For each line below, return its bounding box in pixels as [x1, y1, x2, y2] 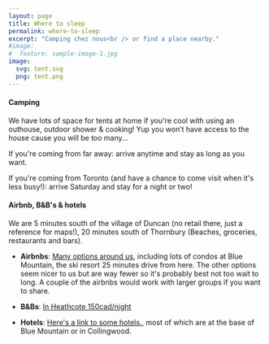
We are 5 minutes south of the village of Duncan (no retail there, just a [8, 219, 243, 229]
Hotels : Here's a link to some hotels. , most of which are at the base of [20, 318, 254, 328]
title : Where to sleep [8, 20, 85, 28]
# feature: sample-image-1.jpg [8, 50, 118, 58]
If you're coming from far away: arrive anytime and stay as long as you [8, 148, 245, 159]
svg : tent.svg [15, 65, 63, 73]
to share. [20, 286, 50, 296]
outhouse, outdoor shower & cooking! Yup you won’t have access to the [8, 124, 249, 134]
